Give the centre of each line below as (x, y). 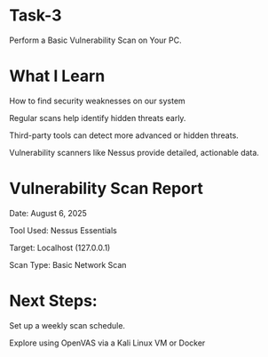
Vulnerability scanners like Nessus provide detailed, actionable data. (134, 152)
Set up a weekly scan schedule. (67, 325)
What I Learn (57, 76)
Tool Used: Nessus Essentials (63, 230)
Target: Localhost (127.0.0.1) (60, 247)
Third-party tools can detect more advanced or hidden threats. (124, 135)
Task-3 (35, 16)
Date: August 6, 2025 (48, 213)
